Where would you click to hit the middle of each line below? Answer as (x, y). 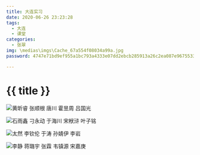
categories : (21, 39)
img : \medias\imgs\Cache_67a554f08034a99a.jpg (65, 51)
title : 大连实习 (24, 12)
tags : (13, 23)
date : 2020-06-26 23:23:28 (40, 17)
